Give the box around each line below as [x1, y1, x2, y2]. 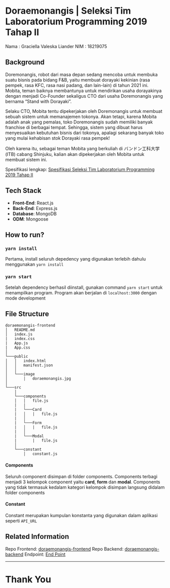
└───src [5, 385, 22, 390]
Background [5, 58, 45, 67]
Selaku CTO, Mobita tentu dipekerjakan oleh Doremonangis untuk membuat [5, 108, 163, 114]
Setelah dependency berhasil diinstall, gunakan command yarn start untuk [5, 284, 163, 290]
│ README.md [5, 327, 35, 332]
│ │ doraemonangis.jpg [5, 376, 71, 382]
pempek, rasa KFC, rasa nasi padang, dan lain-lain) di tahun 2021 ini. [5, 82, 149, 88]
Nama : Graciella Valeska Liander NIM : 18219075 [5, 43, 107, 49]
